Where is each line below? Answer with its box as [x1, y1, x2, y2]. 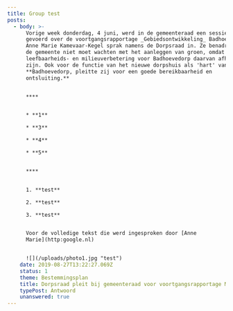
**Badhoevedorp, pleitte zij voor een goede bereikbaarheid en [25, 68, 213, 75]
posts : [7, 17, 26, 24]
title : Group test [7, 10, 60, 17]
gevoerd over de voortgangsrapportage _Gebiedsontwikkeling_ [25, 36, 207, 43]
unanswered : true [19, 294, 70, 301]
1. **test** [25, 186, 60, 193]
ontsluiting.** [25, 74, 70, 82]
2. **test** [25, 199, 60, 206]
